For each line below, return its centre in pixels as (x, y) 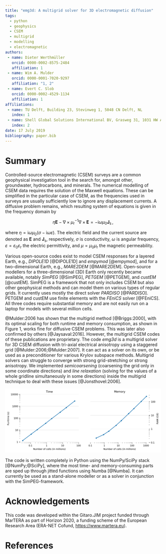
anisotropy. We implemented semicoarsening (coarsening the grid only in (80, 366)
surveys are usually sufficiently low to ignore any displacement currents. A (81, 201)
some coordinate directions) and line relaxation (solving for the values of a (81, 371)
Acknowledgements (47, 501)
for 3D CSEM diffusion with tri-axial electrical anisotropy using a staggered (81, 345)
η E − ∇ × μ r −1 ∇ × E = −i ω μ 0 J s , (83, 222)
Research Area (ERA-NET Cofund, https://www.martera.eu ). (66, 525)
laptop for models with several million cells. (49, 309)
